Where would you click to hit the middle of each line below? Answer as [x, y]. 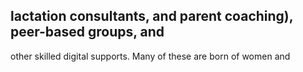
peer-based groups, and [87, 32]
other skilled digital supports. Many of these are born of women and [150, 56]
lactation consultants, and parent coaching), [152, 16]
